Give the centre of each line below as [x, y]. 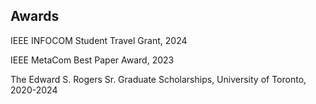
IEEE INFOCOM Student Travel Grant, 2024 [99, 40]
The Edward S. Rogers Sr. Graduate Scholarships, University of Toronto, [158, 79]
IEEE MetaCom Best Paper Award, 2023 [92, 60]
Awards [35, 16]
